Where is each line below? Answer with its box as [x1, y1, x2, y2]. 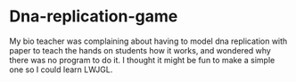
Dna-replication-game [9, 6, 178, 27]
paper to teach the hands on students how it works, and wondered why [9, 45, 272, 55]
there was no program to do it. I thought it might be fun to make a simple [9, 54, 275, 65]
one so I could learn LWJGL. [9, 64, 113, 75]
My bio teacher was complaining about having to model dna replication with [9, 36, 288, 46]
